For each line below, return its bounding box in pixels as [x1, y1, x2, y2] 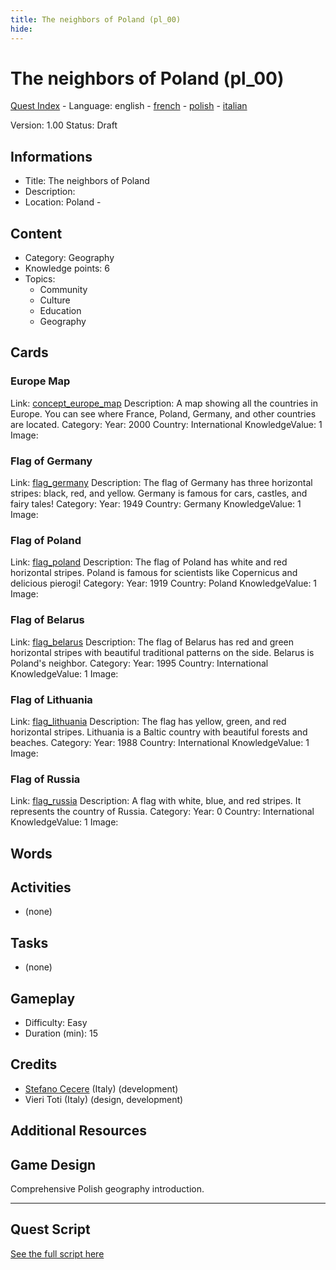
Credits [10, 1056, 58, 1073]
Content [10, 225, 63, 242]
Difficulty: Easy [24, 1017, 88, 1029]
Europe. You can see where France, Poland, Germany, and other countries [10, 407, 317, 420]
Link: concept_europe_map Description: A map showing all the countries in [10, 397, 319, 409]
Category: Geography [24, 252, 115, 264]
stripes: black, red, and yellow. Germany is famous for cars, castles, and [10, 487, 308, 500]
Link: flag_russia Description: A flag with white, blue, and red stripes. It [10, 795, 302, 807]
